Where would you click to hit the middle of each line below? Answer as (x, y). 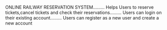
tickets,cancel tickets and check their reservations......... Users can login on (83, 12)
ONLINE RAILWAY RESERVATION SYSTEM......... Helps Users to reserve (79, 7)
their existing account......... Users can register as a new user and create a (82, 18)
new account (19, 23)
